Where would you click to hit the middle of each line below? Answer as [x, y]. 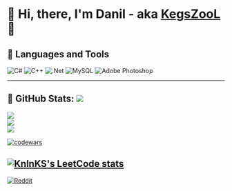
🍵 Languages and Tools [58, 54]
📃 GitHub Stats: [41, 99]
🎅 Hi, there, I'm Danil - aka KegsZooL [114, 14]
